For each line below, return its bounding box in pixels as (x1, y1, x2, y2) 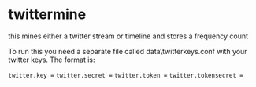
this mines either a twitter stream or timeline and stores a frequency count (8, 31, 249, 41)
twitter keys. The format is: (8, 55, 96, 64)
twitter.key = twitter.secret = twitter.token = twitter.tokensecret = (8, 71, 244, 79)
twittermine (8, 5, 87, 24)
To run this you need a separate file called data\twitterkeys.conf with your (8, 46, 247, 56)
